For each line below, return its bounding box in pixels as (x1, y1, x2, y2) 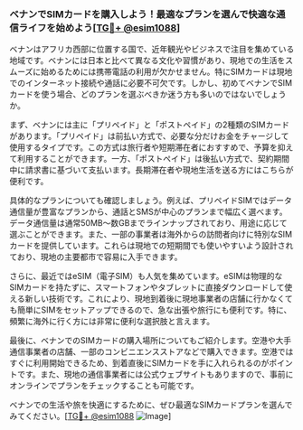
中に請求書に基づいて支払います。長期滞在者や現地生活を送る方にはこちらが (9, 164, 294, 175)
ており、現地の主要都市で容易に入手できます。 (9, 251, 183, 263)
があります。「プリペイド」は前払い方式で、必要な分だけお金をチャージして (9, 131, 289, 142)
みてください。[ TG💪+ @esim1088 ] (9, 411, 172, 422)
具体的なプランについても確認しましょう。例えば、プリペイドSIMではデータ (9, 195, 292, 206)
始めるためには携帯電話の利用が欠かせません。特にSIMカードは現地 (40, 66, 293, 78)
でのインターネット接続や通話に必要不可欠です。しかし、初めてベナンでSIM (9, 78, 292, 89)
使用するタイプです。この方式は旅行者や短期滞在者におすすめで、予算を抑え (9, 142, 294, 153)
